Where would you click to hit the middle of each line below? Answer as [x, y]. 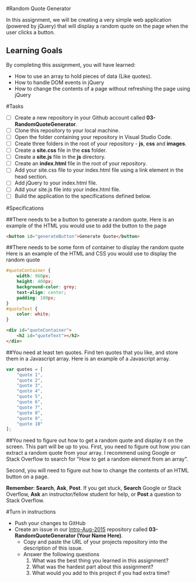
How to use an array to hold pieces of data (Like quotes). [83, 76]
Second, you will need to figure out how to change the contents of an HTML [97, 471]
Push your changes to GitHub [50, 523]
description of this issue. [53, 548]
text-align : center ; [42, 292]
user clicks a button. [31, 32]
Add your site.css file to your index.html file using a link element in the [99, 170]
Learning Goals [35, 51]
